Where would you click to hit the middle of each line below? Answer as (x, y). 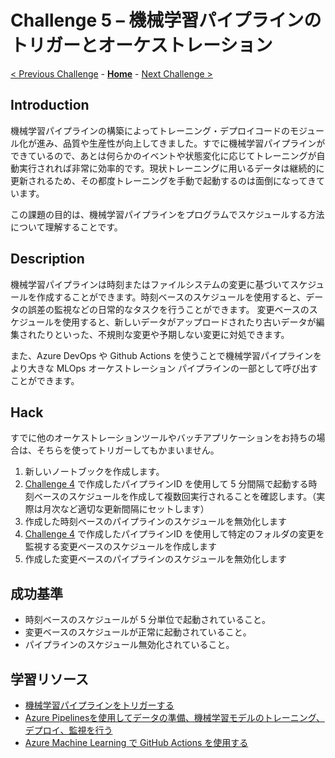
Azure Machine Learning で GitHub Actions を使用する (136, 742)
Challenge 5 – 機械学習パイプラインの (166, 20)
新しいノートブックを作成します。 (94, 472)
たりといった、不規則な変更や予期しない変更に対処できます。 (163, 334)
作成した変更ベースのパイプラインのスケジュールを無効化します (156, 559)
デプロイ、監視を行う (68, 730)
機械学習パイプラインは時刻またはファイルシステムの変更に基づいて (150, 284)
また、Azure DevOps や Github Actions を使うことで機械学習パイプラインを (166, 355)
